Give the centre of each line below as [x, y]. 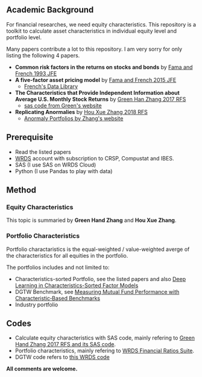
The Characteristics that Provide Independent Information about [97, 92]
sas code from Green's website [63, 106]
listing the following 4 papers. [43, 55]
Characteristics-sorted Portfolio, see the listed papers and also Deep [100, 279]
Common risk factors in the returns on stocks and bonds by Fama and [104, 67]
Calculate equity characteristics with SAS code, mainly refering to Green [105, 338]
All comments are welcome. [42, 369]
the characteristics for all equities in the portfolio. [67, 255]
